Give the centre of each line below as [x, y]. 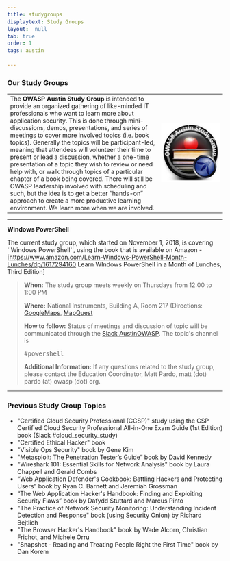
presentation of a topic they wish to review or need [81, 164]
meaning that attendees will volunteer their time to [80, 149]
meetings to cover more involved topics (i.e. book [79, 135]
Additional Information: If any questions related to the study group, [119, 367]
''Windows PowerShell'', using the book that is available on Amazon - [105, 250]
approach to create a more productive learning [76, 200]
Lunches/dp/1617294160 [42, 264]
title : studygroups [35, 14]
